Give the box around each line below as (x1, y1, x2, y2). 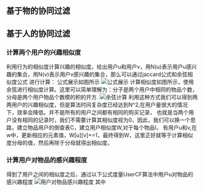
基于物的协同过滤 (6, 5, 70, 16)
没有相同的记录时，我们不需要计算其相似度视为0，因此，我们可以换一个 (11, 116, 191, 123)
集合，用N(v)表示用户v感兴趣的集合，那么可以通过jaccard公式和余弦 (16, 71, 188, 78)
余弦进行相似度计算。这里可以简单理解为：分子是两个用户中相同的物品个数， (6, 86, 198, 93)
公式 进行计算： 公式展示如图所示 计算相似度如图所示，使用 (16, 78, 194, 86)
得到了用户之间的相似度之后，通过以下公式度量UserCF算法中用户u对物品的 (6, 171, 194, 178)
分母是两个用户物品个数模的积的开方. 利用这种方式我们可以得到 (6, 94, 192, 101)
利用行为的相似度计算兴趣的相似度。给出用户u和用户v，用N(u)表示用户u (6, 63, 186, 71)
